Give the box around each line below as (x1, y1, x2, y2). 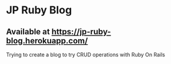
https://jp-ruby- (51, 27, 112, 37)
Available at (6, 27, 50, 37)
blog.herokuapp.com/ (6, 35, 88, 45)
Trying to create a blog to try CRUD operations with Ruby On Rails (6, 51, 166, 58)
